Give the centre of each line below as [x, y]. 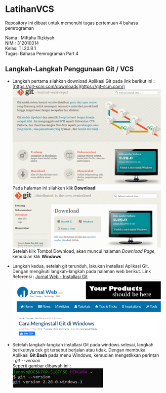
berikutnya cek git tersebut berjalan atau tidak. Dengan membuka [79, 350]
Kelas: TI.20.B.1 [21, 48]
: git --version [26, 361]
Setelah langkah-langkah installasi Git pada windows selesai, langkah [83, 345]
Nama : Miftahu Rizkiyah [30, 38]
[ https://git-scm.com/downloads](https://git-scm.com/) [68, 86]
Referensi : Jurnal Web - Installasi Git [50, 277]
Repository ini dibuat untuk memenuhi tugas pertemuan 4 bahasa [72, 23]
